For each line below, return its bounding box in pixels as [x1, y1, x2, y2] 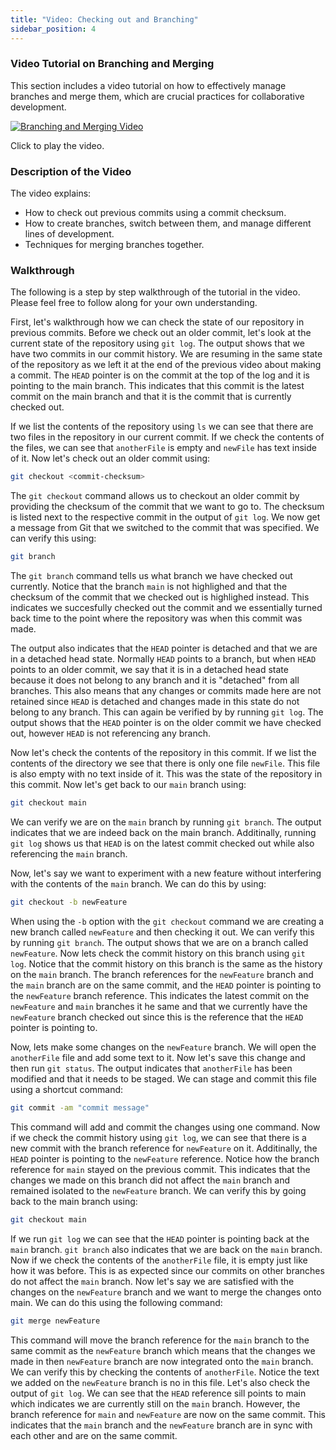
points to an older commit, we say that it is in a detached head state [10, 664, 289, 676]
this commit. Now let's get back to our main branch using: [10, 779, 247, 791]
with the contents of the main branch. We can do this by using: [10, 878, 267, 890]
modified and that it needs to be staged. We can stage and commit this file [10, 1072, 317, 1085]
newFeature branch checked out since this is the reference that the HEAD [10, 1011, 304, 1023]
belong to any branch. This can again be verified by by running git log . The [10, 706, 324, 718]
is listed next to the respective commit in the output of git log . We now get [10, 511, 321, 523]
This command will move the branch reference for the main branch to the [10, 1334, 310, 1346]
